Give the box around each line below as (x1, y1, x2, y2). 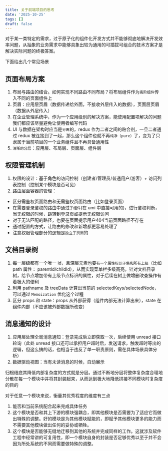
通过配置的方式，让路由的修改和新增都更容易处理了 (12, 223, 118, 229)
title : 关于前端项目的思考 (5, 7, 55, 12)
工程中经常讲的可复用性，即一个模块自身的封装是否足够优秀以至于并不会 (12, 434, 161, 440)
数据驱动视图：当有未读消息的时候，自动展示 (12, 359, 105, 365)
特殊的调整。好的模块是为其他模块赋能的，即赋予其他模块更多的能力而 (16, 416, 161, 422)
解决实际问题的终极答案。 (5, 48, 58, 54)
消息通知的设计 (5, 320, 51, 328)
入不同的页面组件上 (12, 95, 52, 101)
